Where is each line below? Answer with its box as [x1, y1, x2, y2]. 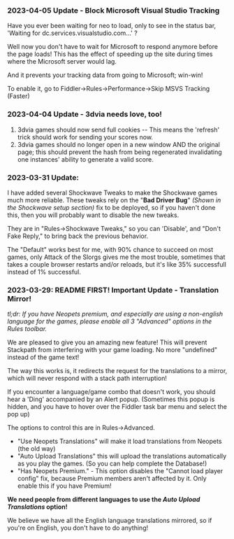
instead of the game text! [7, 353, 80, 362]
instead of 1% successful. [7, 267, 82, 276]
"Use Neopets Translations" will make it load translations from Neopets [17, 437, 222, 446]
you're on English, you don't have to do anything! [7, 524, 149, 532]
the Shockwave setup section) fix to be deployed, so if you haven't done [7, 203, 216, 211]
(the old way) [17, 444, 56, 453]
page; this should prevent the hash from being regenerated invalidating [17, 148, 222, 156]
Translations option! [7, 503, 68, 511]
